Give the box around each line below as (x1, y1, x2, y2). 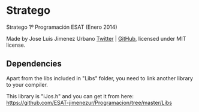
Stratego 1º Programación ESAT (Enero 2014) (6, 23, 118, 31)
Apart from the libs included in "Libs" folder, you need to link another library (6, 74, 194, 81)
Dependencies (6, 59, 62, 69)
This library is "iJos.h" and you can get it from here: (6, 92, 134, 99)
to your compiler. (6, 81, 48, 88)
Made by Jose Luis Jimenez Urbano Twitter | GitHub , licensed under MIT (6, 35, 186, 42)
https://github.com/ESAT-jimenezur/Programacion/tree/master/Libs (6, 99, 173, 106)
